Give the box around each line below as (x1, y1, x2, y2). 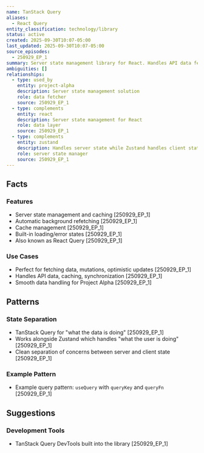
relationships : (6, 71, 45, 77)
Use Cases (6, 252, 39, 260)
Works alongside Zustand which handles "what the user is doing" (15, 335, 179, 343)
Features (6, 197, 33, 205)
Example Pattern (6, 369, 56, 378)
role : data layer (17, 123, 61, 129)
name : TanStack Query (6, 9, 61, 15)
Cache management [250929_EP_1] (15, 224, 104, 232)
